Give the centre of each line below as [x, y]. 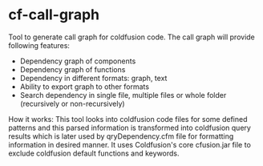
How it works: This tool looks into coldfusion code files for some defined [128, 119]
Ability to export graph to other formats [85, 87]
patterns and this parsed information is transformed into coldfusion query [129, 128]
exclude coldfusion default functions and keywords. [94, 153]
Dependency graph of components [78, 61]
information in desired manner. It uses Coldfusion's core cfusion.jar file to [129, 144]
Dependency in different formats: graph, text [93, 78]
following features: [39, 45]
